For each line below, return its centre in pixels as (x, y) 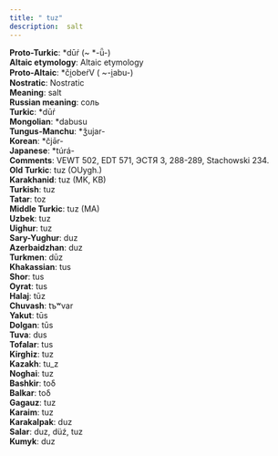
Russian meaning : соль (55, 102)
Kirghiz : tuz (32, 354)
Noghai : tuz (32, 373)
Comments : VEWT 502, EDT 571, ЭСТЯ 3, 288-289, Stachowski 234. (139, 160)
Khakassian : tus (40, 266)
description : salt (46, 26)
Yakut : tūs (29, 315)
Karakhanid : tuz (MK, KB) (58, 180)
